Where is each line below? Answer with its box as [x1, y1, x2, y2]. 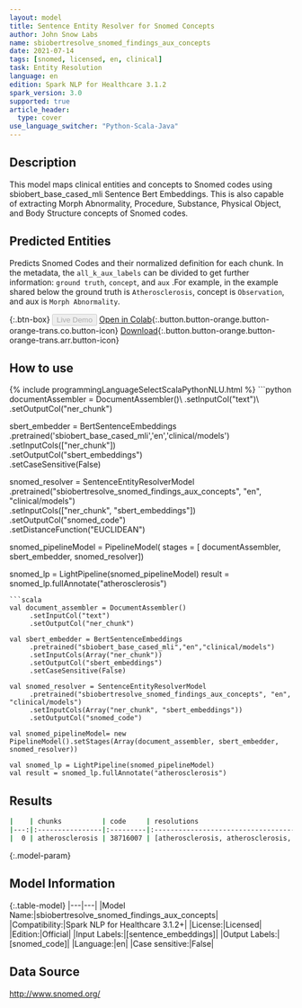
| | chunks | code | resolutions [9, 817, 200, 826]
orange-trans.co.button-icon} [9, 325, 119, 335]
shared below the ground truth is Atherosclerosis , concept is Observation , [9, 286, 285, 297]
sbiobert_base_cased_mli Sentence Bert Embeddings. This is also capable [9, 188, 285, 199]
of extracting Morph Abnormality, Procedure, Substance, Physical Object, [9, 198, 281, 209]
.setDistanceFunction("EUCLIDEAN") [9, 524, 146, 535]
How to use [9, 361, 74, 376]
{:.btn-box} [9, 314, 51, 325]
